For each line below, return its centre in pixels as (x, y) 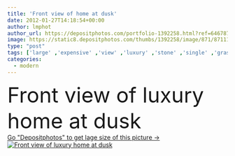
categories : (24, 59)
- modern (26, 66)
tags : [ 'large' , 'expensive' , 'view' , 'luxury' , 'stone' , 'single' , (111, 53)
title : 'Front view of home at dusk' (62, 14)
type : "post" (26, 46)
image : (17, 40)
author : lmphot (29, 27)
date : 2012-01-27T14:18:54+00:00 (56, 20)
